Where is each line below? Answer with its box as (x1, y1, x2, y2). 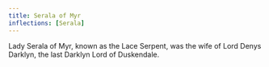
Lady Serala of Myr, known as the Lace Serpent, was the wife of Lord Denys (8, 41, 262, 50)
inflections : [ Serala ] (8, 19, 85, 27)
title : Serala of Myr (8, 11, 82, 20)
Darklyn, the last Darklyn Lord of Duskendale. (8, 49, 160, 59)
